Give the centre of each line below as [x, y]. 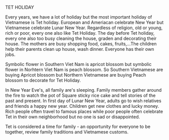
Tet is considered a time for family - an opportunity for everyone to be [78, 126]
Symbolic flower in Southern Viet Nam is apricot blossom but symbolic [78, 64]
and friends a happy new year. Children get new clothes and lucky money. [82, 106]
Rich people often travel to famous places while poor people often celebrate [84, 111]
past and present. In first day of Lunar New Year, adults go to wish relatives [83, 101]
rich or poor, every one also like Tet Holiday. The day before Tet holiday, [80, 33]
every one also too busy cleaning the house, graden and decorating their [81, 38]
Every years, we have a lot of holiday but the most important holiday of [79, 17]
